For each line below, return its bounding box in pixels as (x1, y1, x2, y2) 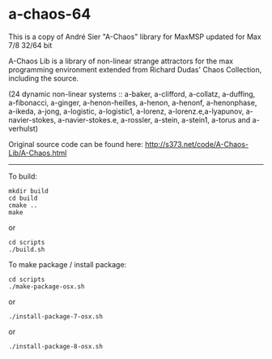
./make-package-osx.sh (8, 282, 85, 291)
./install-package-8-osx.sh (8, 342, 104, 350)
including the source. (8, 73, 79, 83)
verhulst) (8, 123, 39, 133)
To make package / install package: (8, 259, 127, 269)
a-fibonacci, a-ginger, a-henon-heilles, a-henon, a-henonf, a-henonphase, (8, 97, 257, 107)
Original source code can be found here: (8, 139, 143, 149)
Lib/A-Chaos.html (8, 148, 67, 158)
